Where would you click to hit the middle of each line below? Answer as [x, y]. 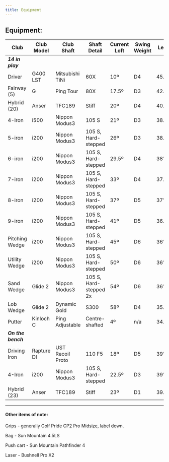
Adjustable [68, 325]
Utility [15, 259]
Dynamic [66, 304]
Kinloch [41, 319]
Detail [95, 51]
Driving [16, 351]
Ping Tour [67, 91]
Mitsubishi [67, 74]
